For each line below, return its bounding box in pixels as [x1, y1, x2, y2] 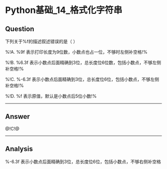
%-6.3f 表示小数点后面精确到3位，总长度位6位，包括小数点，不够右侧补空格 [5, 159, 162, 165]
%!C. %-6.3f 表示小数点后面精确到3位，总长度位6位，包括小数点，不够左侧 [5, 77, 160, 82]
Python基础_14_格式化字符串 [5, 4, 123, 16]
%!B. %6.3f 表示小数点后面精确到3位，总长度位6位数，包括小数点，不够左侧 [5, 60, 162, 65]
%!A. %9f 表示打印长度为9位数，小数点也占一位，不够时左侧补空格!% [5, 49, 148, 55]
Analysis [5, 145, 33, 153]
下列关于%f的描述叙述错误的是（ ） [5, 38, 78, 44]
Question [5, 24, 34, 33]
